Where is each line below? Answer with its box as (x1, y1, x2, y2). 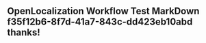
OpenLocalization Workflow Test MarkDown (7, 5, 200, 17)
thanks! (7, 27, 41, 38)
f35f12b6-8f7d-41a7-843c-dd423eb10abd (7, 16, 193, 28)
